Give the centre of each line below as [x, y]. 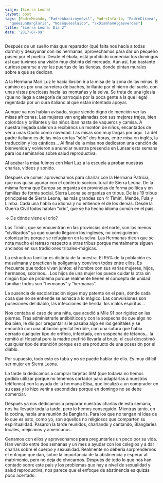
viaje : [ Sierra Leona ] [28, 10]
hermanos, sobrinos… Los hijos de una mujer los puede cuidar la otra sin [78, 273]
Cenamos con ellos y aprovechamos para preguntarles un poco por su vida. [81, 439]
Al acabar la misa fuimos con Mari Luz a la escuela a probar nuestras [74, 163]
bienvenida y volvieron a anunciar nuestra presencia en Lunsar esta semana [81, 148]
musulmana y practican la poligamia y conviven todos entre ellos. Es [73, 263]
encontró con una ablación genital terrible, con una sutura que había [74, 328]
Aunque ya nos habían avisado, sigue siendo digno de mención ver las [76, 112]
